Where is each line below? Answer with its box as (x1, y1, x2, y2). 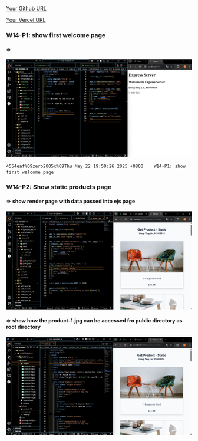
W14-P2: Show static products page (6, 183, 112, 191)
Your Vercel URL (6, 17, 46, 23)
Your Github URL (6, 5, 47, 12)
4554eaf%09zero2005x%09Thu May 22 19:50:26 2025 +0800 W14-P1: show (6, 163, 186, 170)
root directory (6, 324, 41, 331)
